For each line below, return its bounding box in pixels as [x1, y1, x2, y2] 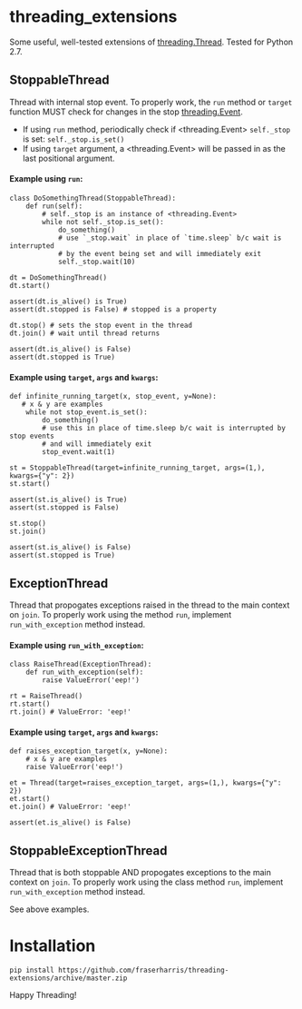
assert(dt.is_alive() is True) [9, 297, 128, 306]
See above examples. [9, 904, 90, 915]
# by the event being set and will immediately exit [57, 249, 261, 258]
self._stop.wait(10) [57, 257, 136, 266]
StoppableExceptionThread [9, 843, 168, 858]
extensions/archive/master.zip [9, 974, 128, 983]
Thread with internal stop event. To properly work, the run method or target [9, 96, 293, 107]
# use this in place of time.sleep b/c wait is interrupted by [42, 424, 286, 433]
